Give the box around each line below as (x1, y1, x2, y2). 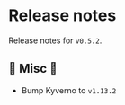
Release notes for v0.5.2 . (8, 35, 103, 46)
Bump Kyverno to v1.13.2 (21, 84, 117, 95)
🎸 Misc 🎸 (8, 61, 58, 76)
